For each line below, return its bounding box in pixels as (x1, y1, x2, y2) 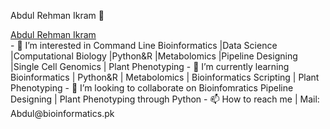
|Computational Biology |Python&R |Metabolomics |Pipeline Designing (10, 50, 298, 62)
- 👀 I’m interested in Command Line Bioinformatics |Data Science (10, 40, 278, 51)
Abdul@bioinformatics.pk (10, 108, 115, 119)
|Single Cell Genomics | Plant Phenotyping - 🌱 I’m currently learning (10, 61, 290, 72)
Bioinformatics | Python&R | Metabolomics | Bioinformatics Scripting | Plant (10, 71, 320, 83)
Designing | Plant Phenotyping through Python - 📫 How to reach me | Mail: (10, 93, 320, 105)
